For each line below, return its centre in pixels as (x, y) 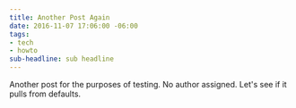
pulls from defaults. (45, 94)
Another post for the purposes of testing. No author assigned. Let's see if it (148, 84)
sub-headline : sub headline (62, 59)
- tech (22, 42)
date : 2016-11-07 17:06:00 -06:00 (74, 26)
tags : (19, 34)
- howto (24, 51)
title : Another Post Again (60, 17)
